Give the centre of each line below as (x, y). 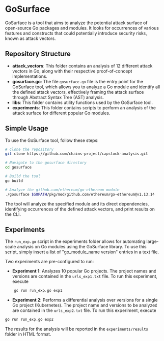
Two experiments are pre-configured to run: (50, 262)
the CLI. (13, 214)
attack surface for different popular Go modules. (61, 113)
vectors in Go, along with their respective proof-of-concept (72, 71)
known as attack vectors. (30, 38)
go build (14, 181)
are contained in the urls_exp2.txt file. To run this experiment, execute (84, 310)
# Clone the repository (29, 149)
